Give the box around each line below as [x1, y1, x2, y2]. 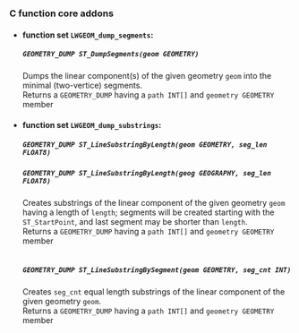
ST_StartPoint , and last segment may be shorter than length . [21, 217, 248, 227]
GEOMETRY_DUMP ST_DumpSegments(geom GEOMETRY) [21, 50, 200, 59]
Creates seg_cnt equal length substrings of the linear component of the [21, 286, 286, 297]
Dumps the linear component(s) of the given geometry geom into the [21, 71, 272, 81]
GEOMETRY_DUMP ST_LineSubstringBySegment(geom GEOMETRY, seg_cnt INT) [21, 266, 292, 275]
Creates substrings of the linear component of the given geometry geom [21, 198, 286, 209]
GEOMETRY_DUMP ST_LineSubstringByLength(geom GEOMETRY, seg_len [21, 140, 268, 149]
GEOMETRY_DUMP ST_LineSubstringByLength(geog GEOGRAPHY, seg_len [21, 169, 271, 178]
